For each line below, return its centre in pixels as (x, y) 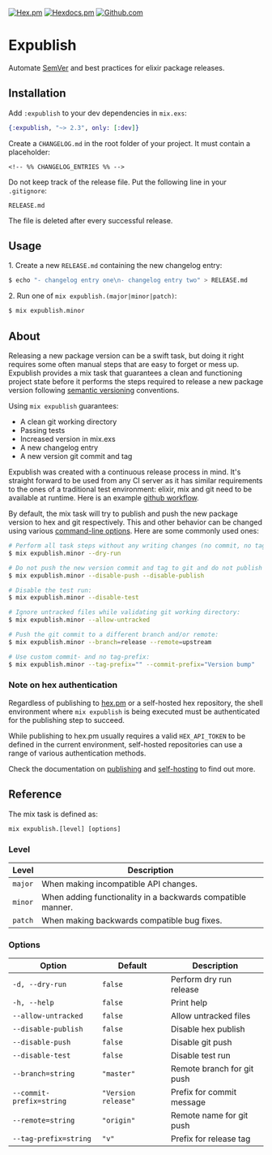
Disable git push (201, 1042)
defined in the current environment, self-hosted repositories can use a (125, 744)
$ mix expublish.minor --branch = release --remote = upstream (110, 642)
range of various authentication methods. (77, 753)
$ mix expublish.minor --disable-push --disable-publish (106, 575)
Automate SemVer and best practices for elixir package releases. (117, 67)
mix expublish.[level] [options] (65, 828)
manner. (57, 907)
